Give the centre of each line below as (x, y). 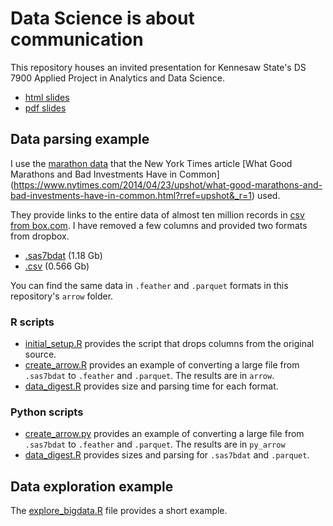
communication (77, 39)
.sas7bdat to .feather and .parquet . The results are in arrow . (149, 376)
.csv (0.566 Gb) (57, 266)
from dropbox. (40, 236)
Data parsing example (80, 139)
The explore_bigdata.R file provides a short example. (119, 511)
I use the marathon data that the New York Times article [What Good (151, 163)
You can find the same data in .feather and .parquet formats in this (149, 285)
